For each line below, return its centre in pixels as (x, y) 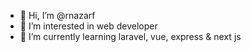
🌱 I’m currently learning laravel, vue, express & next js (130, 36)
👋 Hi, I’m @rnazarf (57, 15)
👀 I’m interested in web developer (88, 26)
